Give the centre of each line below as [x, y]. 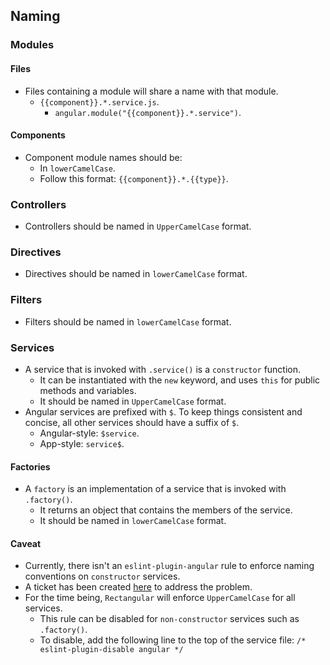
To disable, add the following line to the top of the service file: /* [173, 640]
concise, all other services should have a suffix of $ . [132, 422]
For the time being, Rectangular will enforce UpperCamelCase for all [160, 598]
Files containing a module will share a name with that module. [151, 91]
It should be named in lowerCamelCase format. [133, 521]
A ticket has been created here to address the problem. [138, 587]
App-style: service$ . [82, 443]
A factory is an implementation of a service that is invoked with [155, 489]
